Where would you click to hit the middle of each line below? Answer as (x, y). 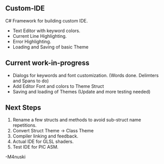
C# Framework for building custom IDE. (47, 20)
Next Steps (23, 108)
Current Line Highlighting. (40, 36)
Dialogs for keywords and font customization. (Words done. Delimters (86, 75)
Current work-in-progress (47, 63)
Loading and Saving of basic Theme (50, 47)
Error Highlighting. (32, 41)
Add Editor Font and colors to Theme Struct (58, 86)
